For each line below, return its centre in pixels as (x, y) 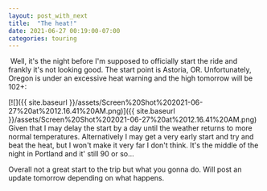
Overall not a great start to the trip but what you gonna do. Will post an (125, 169)
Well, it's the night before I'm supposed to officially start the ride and (124, 61)
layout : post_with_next (48, 16)
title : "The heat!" (43, 23)
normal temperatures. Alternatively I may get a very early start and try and (131, 137)
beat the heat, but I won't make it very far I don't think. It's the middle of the (133, 145)
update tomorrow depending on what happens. (86, 178)
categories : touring (43, 38)
